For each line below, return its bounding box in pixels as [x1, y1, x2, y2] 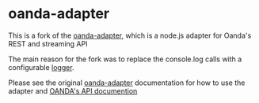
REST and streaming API [8, 39, 88, 48]
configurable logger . [8, 62, 74, 72]
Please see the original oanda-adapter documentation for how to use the [8, 78, 246, 87]
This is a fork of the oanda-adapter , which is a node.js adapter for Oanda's [8, 31, 252, 40]
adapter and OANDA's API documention [8, 86, 138, 95]
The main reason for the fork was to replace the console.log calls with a [8, 54, 242, 64]
